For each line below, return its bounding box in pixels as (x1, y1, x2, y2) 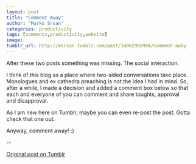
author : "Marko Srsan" (6, 20, 64, 26)
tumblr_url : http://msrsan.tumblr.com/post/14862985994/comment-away (6, 43, 187, 49)
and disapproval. (6, 97, 49, 104)
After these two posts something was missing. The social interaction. (6, 59, 180, 67)
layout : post (6, 9, 40, 15)
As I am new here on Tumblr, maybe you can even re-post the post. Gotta (6, 109, 191, 116)
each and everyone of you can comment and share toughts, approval (6, 91, 180, 98)
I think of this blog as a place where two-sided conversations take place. (6, 71, 189, 78)
